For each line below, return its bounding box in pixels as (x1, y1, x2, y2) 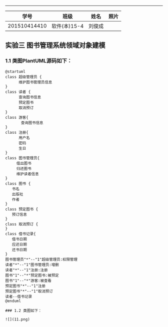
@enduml (5, 298, 21, 304)
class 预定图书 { (5, 207, 38, 212)
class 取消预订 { (5, 222, 38, 227)
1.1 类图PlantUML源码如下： (5, 57, 72, 64)
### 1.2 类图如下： (5, 308, 42, 313)
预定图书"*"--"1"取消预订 (5, 289, 53, 294)
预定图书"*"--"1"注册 (5, 283, 46, 289)
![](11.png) (5, 317, 30, 322)
